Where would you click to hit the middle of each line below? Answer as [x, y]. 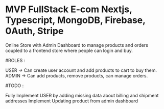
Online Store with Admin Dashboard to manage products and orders [77, 45]
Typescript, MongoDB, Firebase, [75, 20]
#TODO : [15, 86]
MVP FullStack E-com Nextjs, [69, 9]
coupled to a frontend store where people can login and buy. [69, 50]
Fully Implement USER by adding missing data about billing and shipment [82, 95]
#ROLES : [15, 60]
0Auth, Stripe [34, 31]
